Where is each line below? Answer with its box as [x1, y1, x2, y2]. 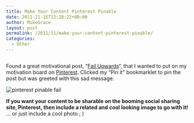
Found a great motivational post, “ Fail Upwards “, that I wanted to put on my [6, 62, 187, 69]
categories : [6, 36, 35, 42]
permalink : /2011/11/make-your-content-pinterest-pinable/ [6, 30, 154, 36]
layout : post [6, 25, 38, 31]
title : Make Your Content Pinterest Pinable [6, 8, 117, 15]
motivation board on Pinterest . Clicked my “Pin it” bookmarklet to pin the [6, 69, 181, 76]
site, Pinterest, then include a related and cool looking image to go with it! [6, 104, 189, 111]
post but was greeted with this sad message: [6, 74, 114, 82]
